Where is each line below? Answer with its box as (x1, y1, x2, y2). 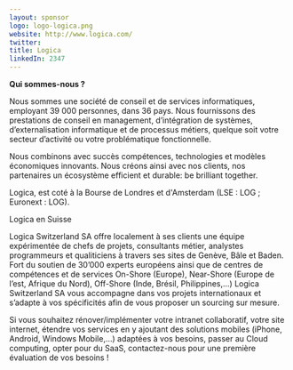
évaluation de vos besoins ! (9, 352, 109, 363)
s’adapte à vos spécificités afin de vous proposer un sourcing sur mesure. (9, 297, 280, 308)
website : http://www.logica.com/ (9, 29, 133, 38)
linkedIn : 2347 (9, 54, 66, 63)
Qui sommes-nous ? (9, 79, 86, 89)
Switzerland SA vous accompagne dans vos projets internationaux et (9, 288, 262, 298)
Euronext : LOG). (9, 197, 70, 207)
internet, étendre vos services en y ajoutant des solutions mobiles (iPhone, (9, 324, 282, 334)
